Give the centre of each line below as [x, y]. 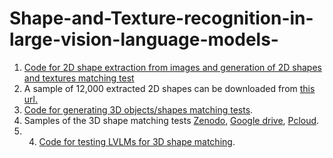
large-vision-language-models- [144, 39]
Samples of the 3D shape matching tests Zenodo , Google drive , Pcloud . [171, 120]
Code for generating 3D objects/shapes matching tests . [138, 109]
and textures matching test [79, 78]
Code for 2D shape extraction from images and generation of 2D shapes [172, 67]
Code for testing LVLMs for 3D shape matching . [137, 141]
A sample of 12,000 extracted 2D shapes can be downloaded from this [169, 88]
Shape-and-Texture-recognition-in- [161, 18]
